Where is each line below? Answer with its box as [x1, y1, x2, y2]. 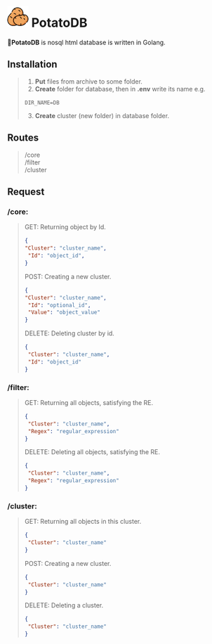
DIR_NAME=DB [24, 99, 60, 106]
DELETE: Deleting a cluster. [24, 601, 104, 610]
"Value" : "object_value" [27, 309, 100, 316]
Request [7, 186, 45, 198]
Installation [7, 58, 58, 70]
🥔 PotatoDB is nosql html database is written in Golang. [7, 38, 166, 46]
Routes [7, 132, 39, 144]
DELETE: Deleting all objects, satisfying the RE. [24, 448, 160, 456]
